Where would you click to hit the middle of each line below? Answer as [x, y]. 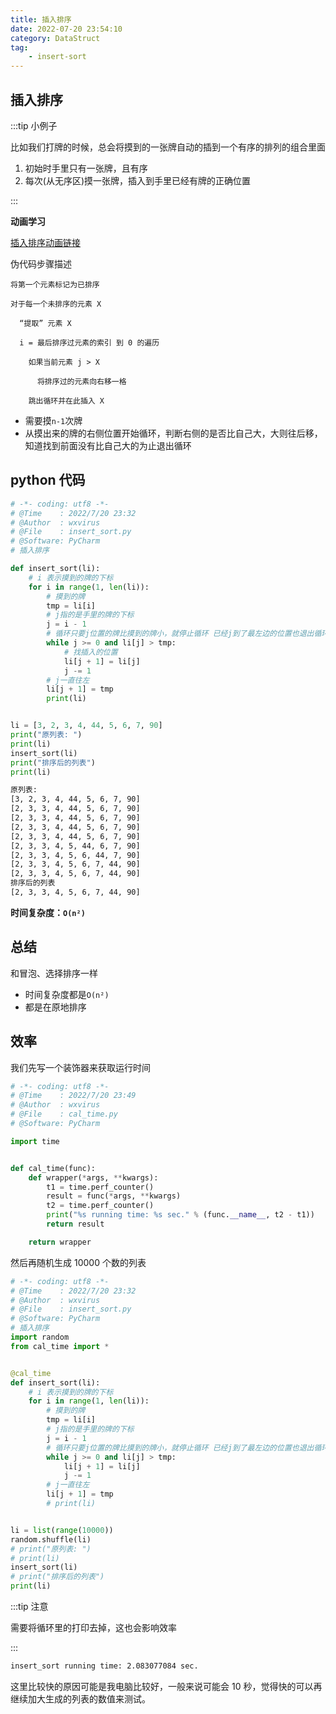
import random [40, 1337]
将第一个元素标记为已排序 [55, 284]
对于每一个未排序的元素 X [56, 304]
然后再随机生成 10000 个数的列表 [78, 1262]
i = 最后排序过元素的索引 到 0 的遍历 [89, 342]
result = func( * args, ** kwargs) [114, 1196]
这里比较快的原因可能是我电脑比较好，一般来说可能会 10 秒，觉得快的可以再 [166, 1686]
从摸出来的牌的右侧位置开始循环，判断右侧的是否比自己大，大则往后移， [173, 433]
